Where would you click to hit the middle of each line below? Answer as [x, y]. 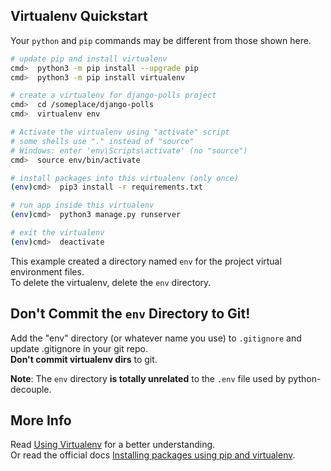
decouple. [31, 389]
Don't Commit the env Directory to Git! [130, 314]
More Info [41, 420]
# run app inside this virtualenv [82, 205]
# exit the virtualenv [57, 233]
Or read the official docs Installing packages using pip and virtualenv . [153, 455]
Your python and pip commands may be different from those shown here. [161, 40]
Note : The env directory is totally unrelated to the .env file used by [148, 378]
